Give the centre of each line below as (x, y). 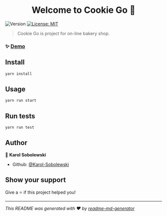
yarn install (19, 74)
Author (16, 143)
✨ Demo (15, 46)
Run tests (20, 116)
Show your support (36, 180)
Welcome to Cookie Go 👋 (83, 10)
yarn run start (21, 101)
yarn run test (20, 128)
